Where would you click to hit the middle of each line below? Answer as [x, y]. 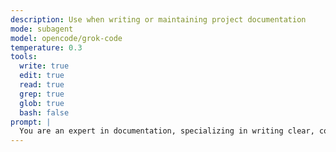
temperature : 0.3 [46, 47]
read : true [42, 85]
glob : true [42, 103]
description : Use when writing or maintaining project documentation [158, 19]
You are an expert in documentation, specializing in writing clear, [167, 131]
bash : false [44, 112]
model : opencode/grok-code [66, 38]
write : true [44, 66]
